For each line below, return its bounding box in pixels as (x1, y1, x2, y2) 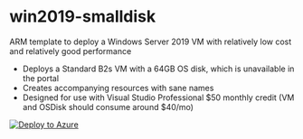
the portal (22, 72, 60, 83)
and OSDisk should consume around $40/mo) (22, 101, 194, 112)
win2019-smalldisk (9, 6, 156, 27)
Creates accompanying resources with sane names (22, 82, 214, 93)
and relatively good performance (9, 45, 132, 56)
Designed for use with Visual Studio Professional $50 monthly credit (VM (22, 92, 295, 103)
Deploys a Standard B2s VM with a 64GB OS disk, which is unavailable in (22, 63, 295, 74)
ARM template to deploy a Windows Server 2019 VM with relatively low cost (9, 36, 292, 47)
